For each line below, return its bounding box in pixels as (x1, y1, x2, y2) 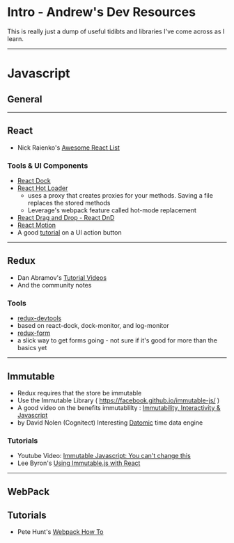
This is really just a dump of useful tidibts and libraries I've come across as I (7, 27, 225, 36)
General (7, 93, 43, 105)
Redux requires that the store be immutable (17, 388, 142, 397)
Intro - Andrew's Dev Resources (7, 4, 196, 20)
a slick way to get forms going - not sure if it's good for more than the (17, 336, 218, 345)
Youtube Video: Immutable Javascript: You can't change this (17, 452, 192, 460)
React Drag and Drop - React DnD (17, 214, 115, 222)
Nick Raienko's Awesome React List (17, 143, 120, 152)
